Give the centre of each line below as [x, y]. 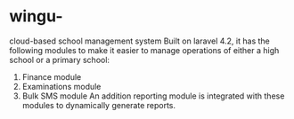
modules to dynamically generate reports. [99, 105]
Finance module [52, 76]
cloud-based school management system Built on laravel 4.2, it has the [139, 41]
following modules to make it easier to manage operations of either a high [144, 50]
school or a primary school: [59, 59]
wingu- [37, 16]
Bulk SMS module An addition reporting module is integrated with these [153, 96]
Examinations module [61, 86]
